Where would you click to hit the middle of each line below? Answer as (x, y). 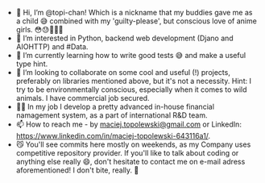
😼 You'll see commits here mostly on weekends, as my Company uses (133, 144)
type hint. (32, 64)
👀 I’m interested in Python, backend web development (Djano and (124, 38)
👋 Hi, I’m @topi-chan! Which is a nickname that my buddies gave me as (134, 12)
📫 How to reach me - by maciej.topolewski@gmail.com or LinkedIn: (128, 124)
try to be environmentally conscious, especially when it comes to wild (131, 89)
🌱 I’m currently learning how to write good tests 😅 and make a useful (131, 55)
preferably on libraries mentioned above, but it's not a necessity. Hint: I (134, 81)
